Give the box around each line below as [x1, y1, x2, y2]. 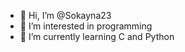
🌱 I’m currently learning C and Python [19, 31, 175, 42]
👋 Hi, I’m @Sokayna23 [19, 10, 112, 21]
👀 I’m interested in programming [19, 20, 153, 32]
